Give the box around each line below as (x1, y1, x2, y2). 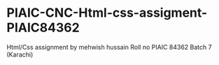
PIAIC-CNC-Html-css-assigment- (6, 5, 208, 21)
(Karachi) (6, 50, 34, 59)
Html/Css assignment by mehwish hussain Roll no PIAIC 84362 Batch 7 (6, 43, 212, 51)
